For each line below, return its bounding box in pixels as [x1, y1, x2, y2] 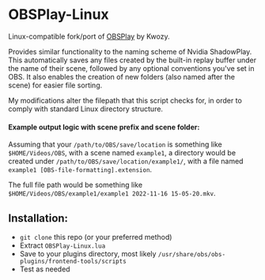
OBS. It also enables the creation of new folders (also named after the [8, 72, 236, 81]
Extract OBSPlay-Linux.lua [19, 241, 106, 250]
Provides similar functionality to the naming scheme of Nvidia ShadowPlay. [8, 47, 252, 56]
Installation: [8, 211, 69, 225]
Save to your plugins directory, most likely [19, 248, 157, 258]
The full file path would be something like [8, 180, 143, 190]
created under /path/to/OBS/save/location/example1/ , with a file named [8, 156, 244, 166]
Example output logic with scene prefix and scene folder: [8, 122, 200, 132]
